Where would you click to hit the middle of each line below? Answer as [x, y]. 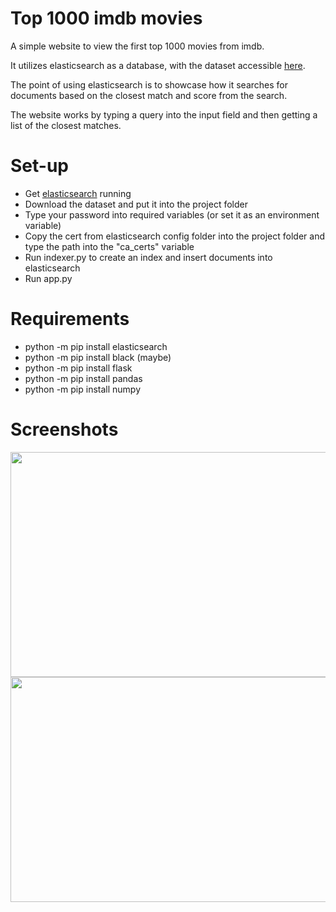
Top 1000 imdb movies [106, 18]
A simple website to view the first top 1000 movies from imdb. [137, 46]
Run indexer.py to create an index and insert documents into [148, 257]
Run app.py [48, 278]
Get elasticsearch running [78, 193]
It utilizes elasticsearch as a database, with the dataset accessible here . [158, 65]
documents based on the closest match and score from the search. [149, 95]
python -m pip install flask [78, 368]
